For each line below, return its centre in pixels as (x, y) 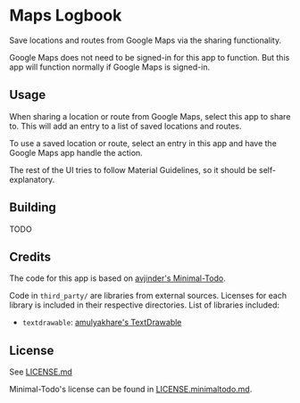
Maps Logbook (66, 16)
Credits (30, 256)
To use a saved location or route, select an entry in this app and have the (143, 143)
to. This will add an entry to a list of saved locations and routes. (125, 126)
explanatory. (32, 179)
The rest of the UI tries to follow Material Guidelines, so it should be (133, 169)
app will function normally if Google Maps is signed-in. (110, 67)
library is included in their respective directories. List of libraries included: (144, 305)
